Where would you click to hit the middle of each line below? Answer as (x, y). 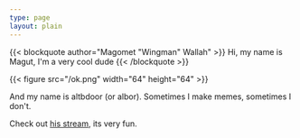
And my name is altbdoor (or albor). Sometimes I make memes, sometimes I (150, 97)
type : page (30, 18)
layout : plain (36, 26)
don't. (20, 106)
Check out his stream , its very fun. (73, 124)
